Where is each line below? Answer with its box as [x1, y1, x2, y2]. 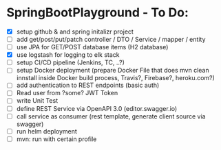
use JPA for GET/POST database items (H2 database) [16, 43, 169, 51]
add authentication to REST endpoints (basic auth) [16, 81, 160, 90]
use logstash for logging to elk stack [16, 51, 120, 59]
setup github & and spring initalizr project [16, 27, 134, 36]
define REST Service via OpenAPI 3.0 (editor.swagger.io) [16, 104, 178, 112]
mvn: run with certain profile [16, 135, 97, 143]
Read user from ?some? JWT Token [16, 89, 118, 97]
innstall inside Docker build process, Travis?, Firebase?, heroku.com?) [16, 74, 215, 82]
